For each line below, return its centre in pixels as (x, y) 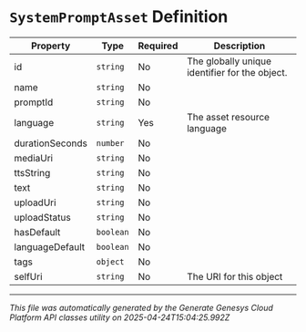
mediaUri (33, 158)
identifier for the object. (237, 72)
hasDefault (37, 232)
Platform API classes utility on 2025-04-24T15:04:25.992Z (120, 317)
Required (158, 46)
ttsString (32, 172)
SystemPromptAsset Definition (119, 17)
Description (240, 46)
